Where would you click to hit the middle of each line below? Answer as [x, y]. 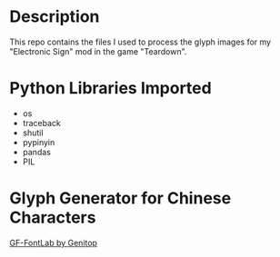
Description [55, 17]
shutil [33, 133]
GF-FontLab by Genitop [54, 242]
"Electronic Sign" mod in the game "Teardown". [98, 51]
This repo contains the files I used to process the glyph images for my [140, 42]
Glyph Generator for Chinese [120, 198]
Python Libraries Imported [110, 89]
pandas [37, 152]
